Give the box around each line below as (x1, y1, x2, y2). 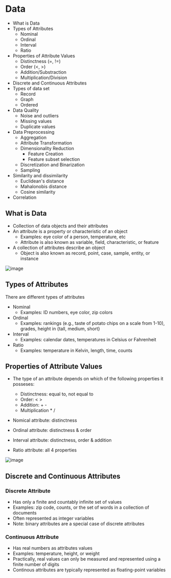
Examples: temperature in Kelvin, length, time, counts (20, 347, 133, 354)
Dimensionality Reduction (20, 145, 74, 151)
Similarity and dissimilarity (12, 172, 68, 178)
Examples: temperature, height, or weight (12, 550, 100, 556)
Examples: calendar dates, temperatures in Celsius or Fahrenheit (20, 336, 157, 342)
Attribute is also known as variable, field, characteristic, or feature (20, 239, 159, 245)
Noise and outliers (20, 112, 59, 118)
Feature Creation (28, 151, 64, 157)
